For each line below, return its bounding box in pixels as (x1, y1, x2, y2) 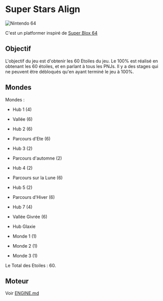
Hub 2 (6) (12, 126, 33, 132)
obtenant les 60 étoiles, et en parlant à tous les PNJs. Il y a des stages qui (5, 63, 158, 69)
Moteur (5, 277, 29, 285)
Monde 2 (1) (12, 243, 38, 249)
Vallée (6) (12, 116, 33, 122)
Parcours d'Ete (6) (12, 135, 51, 141)
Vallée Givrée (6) (12, 213, 48, 219)
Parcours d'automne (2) (12, 155, 62, 161)
